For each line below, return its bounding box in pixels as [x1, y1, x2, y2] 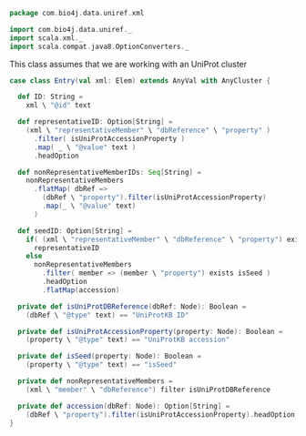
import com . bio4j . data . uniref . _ [9, 25, 132, 34]
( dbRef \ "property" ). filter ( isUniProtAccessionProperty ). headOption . [25, 410, 300, 419]
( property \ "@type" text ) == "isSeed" [25, 360, 178, 370]
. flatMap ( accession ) [42, 285, 120, 295]
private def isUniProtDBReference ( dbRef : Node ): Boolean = [17, 301, 247, 311]
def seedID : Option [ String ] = [17, 226, 132, 236]
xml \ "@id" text [25, 101, 92, 110]
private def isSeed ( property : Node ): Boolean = [17, 351, 202, 361]
